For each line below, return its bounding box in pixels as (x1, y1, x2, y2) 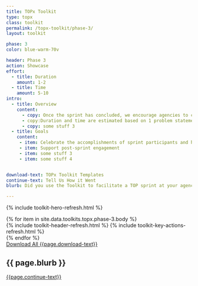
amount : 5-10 (16, 90, 49, 96)
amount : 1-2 (16, 79, 46, 86)
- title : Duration (11, 74, 57, 80)
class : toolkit (6, 19, 44, 25)
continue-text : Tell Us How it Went (6, 177, 96, 183)
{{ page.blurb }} (6, 258, 66, 268)
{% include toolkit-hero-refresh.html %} (6, 204, 103, 211)
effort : (6, 68, 25, 74)
